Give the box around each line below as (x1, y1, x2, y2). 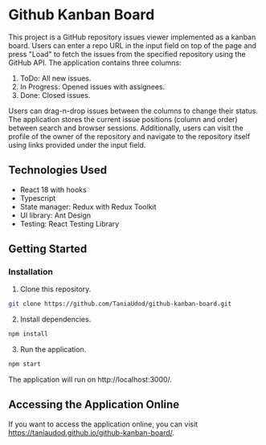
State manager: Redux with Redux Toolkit (19, 202, 157, 211)
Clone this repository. (19, 284, 92, 294)
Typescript (19, 193, 56, 202)
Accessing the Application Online (8, 398, 180, 411)
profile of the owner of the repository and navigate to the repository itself (8, 131, 251, 141)
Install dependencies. (19, 315, 92, 325)
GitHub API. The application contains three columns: (8, 58, 182, 67)
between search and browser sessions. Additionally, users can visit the (8, 123, 243, 133)
